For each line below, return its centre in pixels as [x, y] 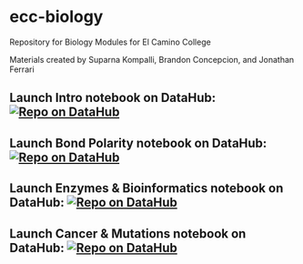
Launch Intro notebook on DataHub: [113, 98]
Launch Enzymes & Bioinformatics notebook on [146, 188]
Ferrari [22, 69]
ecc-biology [56, 17]
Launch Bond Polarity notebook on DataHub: [138, 143]
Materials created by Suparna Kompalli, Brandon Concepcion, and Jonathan [152, 59]
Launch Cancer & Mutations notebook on [128, 234]
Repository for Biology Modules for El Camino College [110, 42]
